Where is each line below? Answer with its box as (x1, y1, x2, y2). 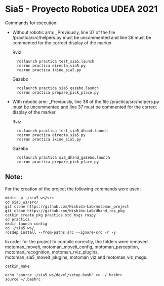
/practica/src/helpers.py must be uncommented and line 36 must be (12, 35, 152, 40)
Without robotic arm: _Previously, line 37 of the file (12, 29, 115, 35)
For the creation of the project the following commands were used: (5, 186, 141, 192)
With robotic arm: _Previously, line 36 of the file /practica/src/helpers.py (12, 99, 160, 105)
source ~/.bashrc (5, 277, 41, 282)
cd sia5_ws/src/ (5, 200, 39, 205)
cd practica (5, 217, 30, 222)
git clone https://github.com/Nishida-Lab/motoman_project (5, 204, 129, 209)
